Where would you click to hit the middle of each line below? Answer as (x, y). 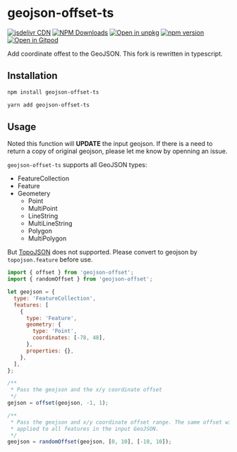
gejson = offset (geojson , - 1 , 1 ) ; (58, 403)
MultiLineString (50, 224)
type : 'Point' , (55, 331)
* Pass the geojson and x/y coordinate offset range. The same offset (116, 422)
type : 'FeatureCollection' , (55, 298)
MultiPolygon (47, 238)
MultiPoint (43, 209)
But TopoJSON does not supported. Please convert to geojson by (102, 252)
